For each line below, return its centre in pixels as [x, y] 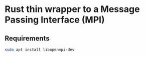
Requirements [27, 38]
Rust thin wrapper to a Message [72, 9]
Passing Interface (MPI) [55, 20]
